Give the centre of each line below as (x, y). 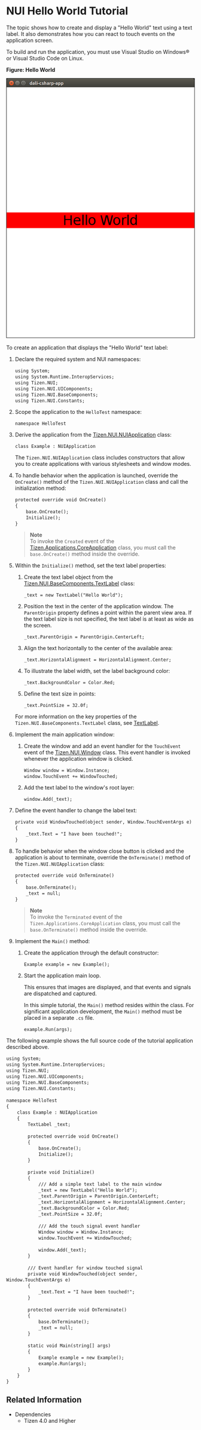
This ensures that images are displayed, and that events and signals (107, 987)
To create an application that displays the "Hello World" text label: (87, 347)
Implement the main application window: (65, 734)
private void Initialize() (61, 1172)
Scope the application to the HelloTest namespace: (78, 411)
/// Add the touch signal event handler (89, 1226)
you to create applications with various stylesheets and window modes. (103, 464)
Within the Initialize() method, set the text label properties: (90, 565)
